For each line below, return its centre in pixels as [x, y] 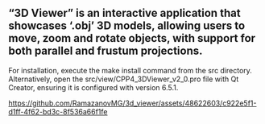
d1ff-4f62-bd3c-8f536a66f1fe [58, 111]
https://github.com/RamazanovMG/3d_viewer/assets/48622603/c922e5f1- [132, 103]
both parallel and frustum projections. [106, 51]
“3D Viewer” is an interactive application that [124, 13]
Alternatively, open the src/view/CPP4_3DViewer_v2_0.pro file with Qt [124, 79]
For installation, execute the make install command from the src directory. [130, 70]
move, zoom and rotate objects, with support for [132, 38]
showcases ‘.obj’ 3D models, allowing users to [127, 26]
